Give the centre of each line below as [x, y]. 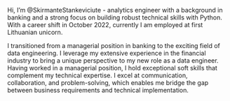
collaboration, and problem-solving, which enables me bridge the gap [108, 83]
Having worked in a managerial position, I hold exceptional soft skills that [112, 68]
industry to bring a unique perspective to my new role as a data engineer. [113, 61]
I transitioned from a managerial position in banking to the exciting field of [114, 46]
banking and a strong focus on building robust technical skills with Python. [115, 17]
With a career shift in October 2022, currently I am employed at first [105, 25]
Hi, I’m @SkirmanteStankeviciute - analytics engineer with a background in [115, 10]
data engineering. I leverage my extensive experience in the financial [107, 53]
